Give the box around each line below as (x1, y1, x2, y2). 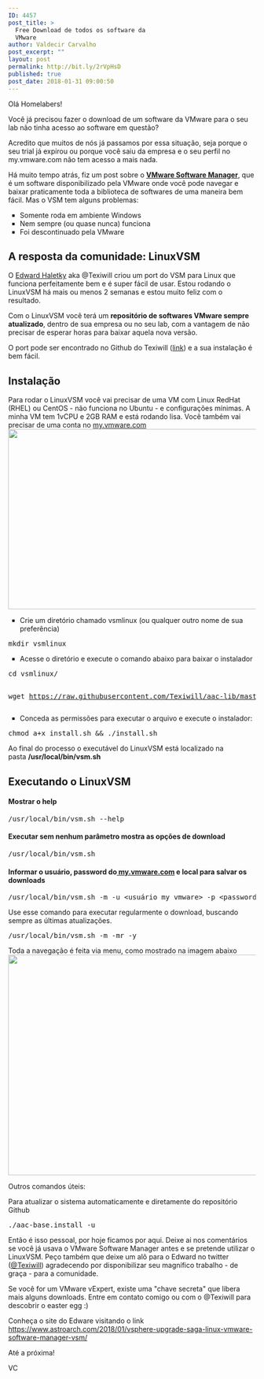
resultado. (8, 296, 41, 306)
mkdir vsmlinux (8, 639, 67, 648)
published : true (8, 70, 61, 78)
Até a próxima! (8, 1348, 55, 1358)
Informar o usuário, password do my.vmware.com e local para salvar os (8, 867, 247, 877)
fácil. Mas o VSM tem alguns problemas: (8, 195, 139, 205)
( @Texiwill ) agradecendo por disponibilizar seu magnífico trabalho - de (8, 1261, 238, 1270)
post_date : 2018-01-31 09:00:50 (8, 77, 114, 85)
